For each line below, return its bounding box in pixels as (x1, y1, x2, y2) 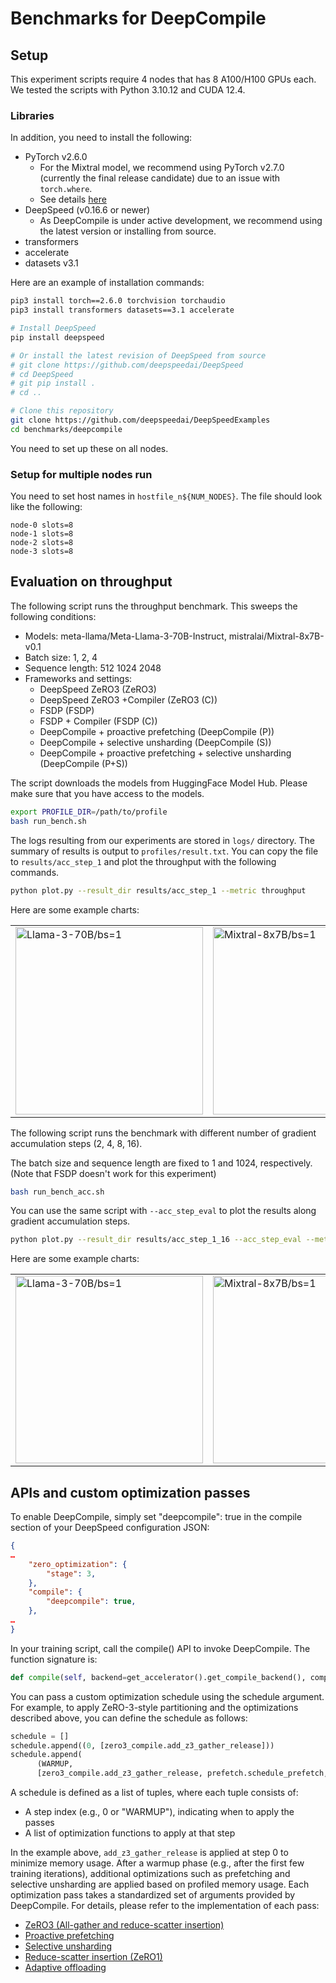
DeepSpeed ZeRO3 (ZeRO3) (39, 683, 157, 695)
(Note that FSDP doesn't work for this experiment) (10, 1167, 217, 1179)
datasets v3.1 (24, 257, 79, 269)
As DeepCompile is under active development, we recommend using (39, 215, 323, 227)
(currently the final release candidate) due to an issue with (39, 172, 281, 184)
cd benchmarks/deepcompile (10, 424, 123, 434)
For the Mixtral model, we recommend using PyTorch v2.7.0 (39, 162, 285, 174)
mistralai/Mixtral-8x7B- (228, 630, 325, 642)
